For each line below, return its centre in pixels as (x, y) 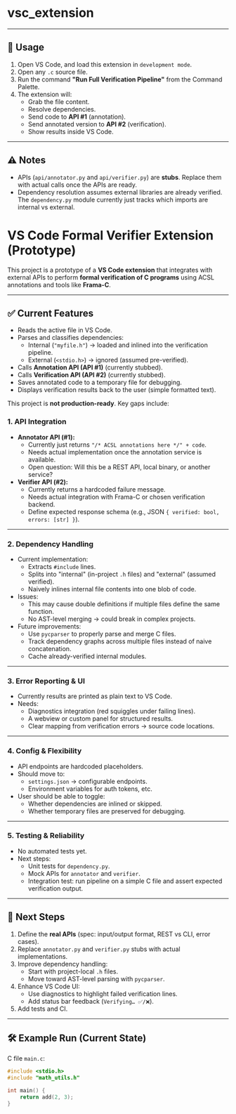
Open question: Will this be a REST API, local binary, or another (119, 467)
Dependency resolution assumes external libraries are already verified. (120, 192)
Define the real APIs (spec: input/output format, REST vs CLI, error (114, 934)
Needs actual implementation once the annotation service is (115, 452)
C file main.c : (26, 1059)
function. (41, 611)
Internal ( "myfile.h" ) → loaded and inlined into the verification (118, 345)
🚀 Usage (26, 47)
